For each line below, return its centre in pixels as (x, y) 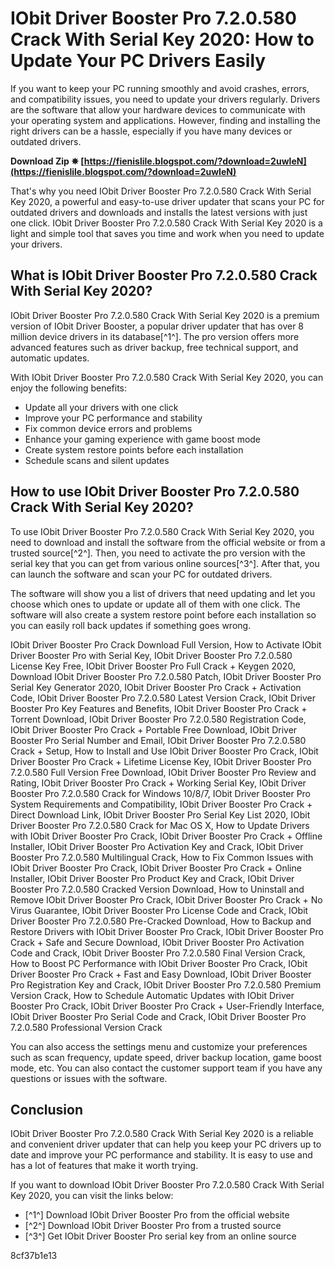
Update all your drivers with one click (101, 407)
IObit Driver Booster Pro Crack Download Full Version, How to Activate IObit (166, 644)
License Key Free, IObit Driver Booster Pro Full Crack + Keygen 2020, (153, 666)
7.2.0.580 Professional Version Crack (86, 1027)
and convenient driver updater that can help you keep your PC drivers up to (166, 1144)
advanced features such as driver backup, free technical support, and (154, 347)
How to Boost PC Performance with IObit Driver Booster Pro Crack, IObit (159, 963)
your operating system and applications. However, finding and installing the (165, 120)
